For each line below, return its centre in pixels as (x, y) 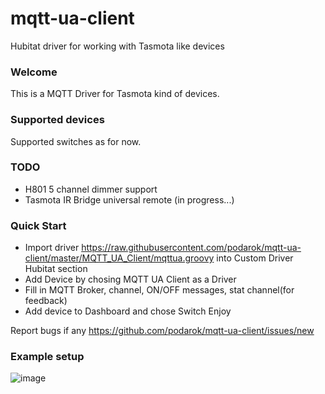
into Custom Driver (255, 258)
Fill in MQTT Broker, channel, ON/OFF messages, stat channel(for (159, 290)
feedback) (46, 301)
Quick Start (38, 225)
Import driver (52, 248)
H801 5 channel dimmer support (91, 189)
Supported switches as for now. (76, 141)
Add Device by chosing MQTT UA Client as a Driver (130, 279)
